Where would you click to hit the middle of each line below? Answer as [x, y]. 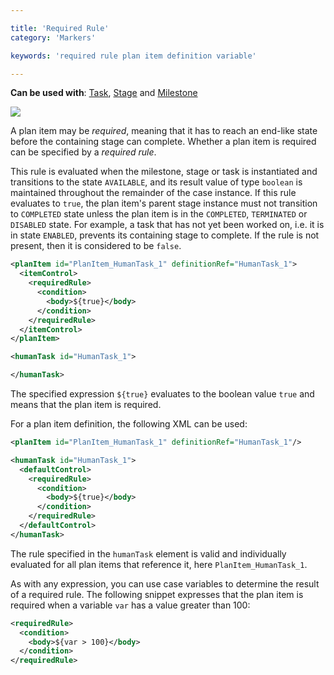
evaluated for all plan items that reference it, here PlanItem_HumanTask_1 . [159, 564]
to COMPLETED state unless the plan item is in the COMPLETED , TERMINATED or [159, 214]
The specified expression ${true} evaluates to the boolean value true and [162, 394]
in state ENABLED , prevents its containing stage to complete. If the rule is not [165, 235]
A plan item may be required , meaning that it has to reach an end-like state [164, 131]
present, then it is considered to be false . [96, 246]
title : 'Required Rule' [60, 28]
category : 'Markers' [53, 37]
